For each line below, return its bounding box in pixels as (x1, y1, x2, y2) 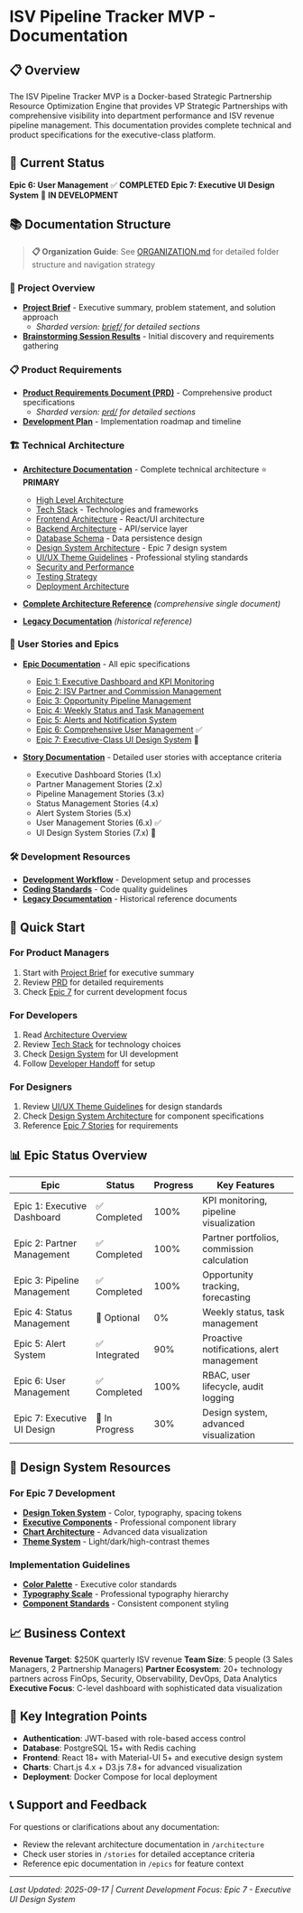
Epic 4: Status (14, 1306, 73, 1319)
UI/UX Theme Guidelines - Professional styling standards (35, 552, 249, 562)
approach (22, 311, 59, 322)
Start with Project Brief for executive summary (22, 967, 195, 978)
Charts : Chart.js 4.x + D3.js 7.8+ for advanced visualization (22, 1761, 243, 1772)
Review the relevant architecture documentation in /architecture (22, 1839, 264, 1850)
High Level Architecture (35, 494, 124, 505)
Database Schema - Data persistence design (35, 533, 203, 543)
